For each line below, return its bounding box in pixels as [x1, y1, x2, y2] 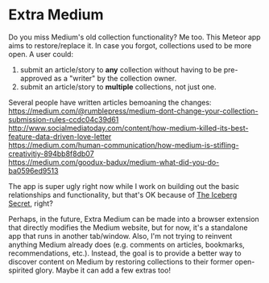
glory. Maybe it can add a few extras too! [35, 265, 172, 275]
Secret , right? [8, 199, 54, 208]
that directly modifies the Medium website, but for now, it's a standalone [8, 223, 248, 232]
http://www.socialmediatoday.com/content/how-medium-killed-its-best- [8, 123, 249, 133]
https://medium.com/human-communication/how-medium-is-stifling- [8, 140, 239, 150]
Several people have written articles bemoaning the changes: [8, 97, 212, 107]
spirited [8, 265, 34, 275]
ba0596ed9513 [8, 166, 59, 175]
